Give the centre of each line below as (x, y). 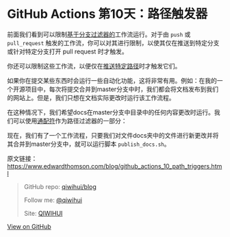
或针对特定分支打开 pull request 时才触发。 (67, 51)
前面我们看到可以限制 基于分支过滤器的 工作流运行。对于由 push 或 (99, 34)
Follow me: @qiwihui (53, 200)
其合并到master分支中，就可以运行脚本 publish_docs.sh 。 (89, 144)
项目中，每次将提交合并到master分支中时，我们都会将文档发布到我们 (122, 89)
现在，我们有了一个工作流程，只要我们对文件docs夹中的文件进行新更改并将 (113, 135)
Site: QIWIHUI (43, 213)
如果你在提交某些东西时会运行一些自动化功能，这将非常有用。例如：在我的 (112, 80)
